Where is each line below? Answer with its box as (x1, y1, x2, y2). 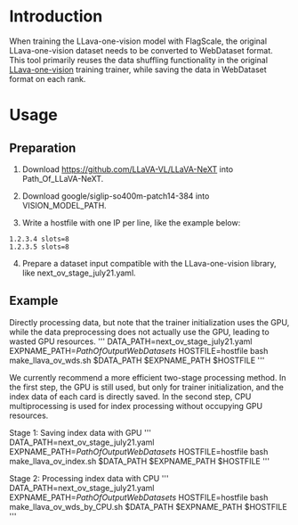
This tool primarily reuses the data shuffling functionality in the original (9, 54, 269, 65)
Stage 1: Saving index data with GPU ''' (9, 427, 152, 438)
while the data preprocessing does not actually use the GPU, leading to (9, 326, 270, 337)
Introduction (9, 6, 103, 27)
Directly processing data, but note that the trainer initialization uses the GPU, (9, 316, 290, 327)
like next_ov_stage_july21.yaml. (21, 267, 136, 278)
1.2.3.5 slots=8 (9, 242, 69, 251)
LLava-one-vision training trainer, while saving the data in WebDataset (9, 64, 267, 75)
